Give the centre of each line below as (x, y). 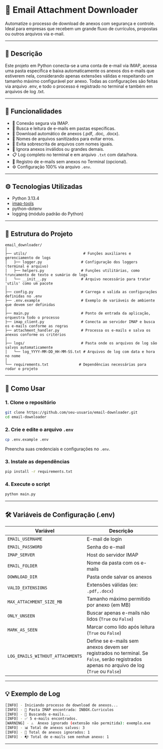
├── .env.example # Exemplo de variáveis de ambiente (80, 301)
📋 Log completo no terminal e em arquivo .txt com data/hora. (75, 154)
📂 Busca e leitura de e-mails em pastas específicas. (64, 128)
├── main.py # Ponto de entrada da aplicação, (78, 314)
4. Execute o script (27, 484)
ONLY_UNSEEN (21, 616)
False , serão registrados (114, 659)
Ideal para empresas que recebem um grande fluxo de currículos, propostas (81, 28)
